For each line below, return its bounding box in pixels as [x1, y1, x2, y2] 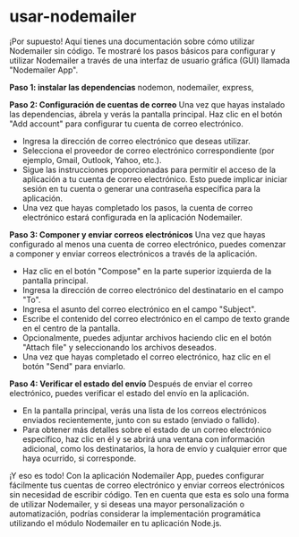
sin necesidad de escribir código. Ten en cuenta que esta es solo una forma [9, 489, 289, 499]
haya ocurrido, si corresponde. [21, 453, 137, 463]
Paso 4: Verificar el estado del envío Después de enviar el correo [9, 378, 253, 389]
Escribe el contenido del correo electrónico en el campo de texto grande [21, 313, 290, 324]
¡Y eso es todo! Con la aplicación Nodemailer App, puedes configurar [9, 470, 265, 481]
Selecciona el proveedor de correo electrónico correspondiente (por [21, 145, 275, 156]
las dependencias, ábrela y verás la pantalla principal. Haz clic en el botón [9, 108, 283, 119]
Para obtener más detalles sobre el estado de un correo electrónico [21, 424, 272, 435]
